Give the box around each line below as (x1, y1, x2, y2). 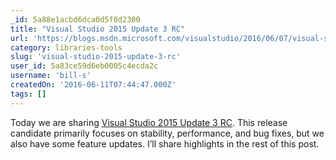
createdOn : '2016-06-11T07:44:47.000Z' (10, 80, 177, 90)
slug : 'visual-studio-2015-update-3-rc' (10, 52, 182, 62)
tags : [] (10, 89, 47, 99)
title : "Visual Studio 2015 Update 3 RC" (10, 24, 186, 34)
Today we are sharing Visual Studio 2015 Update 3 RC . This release (10, 116, 288, 128)
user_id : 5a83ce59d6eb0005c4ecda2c (10, 61, 159, 71)
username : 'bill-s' (10, 71, 92, 81)
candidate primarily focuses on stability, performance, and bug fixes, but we (10, 127, 325, 139)
